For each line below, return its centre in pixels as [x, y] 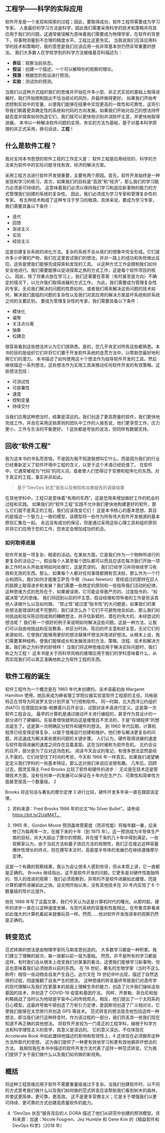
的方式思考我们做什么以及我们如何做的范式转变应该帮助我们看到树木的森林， [82, 1091]
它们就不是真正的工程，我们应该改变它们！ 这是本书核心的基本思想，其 [81, 510]
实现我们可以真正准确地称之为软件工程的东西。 [56, 659]
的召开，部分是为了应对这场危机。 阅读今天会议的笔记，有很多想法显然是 [79, 751]
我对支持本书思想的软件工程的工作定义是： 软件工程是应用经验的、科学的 [79, 159]
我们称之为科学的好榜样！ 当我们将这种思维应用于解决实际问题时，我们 [85, 647]
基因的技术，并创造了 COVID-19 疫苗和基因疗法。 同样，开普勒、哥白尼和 [79, 993]
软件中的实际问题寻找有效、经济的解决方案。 [63, 165]
